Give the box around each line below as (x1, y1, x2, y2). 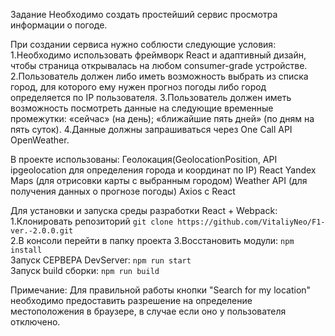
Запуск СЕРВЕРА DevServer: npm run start (10, 254, 192, 266)
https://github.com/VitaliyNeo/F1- (177, 217, 326, 227)
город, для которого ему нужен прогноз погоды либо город (10, 81, 267, 93)
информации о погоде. (10, 19, 108, 31)
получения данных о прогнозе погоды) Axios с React (10, 185, 236, 197)
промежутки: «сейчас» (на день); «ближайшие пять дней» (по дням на (10, 113, 315, 124)
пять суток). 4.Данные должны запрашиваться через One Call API (10, 124, 293, 135)
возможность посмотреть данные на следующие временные (10, 102, 274, 114)
